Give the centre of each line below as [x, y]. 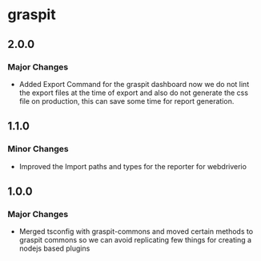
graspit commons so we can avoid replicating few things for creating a [135, 240]
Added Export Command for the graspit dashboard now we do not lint [134, 84]
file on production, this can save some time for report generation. [126, 101]
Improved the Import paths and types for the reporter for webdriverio [133, 166]
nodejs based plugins [54, 248]
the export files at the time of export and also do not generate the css [134, 93]
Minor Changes [38, 149]
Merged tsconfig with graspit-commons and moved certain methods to [136, 231]
